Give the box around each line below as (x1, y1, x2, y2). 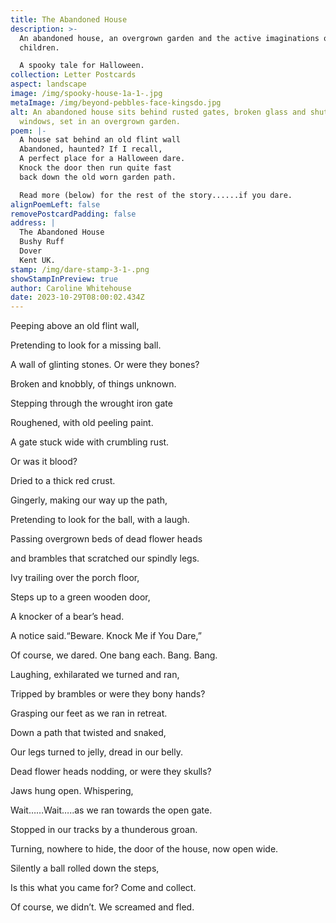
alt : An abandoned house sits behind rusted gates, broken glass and (10, 107, 307, 117)
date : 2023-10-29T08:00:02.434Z (10, 292, 145, 303)
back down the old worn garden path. (19, 172, 177, 182)
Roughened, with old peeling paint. (10, 417, 154, 429)
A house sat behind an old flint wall (19, 135, 182, 145)
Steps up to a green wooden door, (10, 591, 151, 603)
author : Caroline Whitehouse (10, 283, 132, 293)
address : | (10, 218, 56, 228)
